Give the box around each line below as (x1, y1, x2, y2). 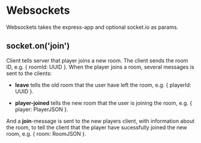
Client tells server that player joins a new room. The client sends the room (6, 56, 188, 64)
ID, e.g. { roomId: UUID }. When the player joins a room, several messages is (6, 63, 194, 70)
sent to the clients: (6, 70, 52, 77)
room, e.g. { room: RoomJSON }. (6, 130, 86, 137)
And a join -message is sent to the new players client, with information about (6, 117, 195, 124)
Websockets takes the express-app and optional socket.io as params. (6, 23, 179, 31)
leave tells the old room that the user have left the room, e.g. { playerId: (14, 81, 191, 88)
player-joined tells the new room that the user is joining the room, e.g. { (14, 99, 193, 106)
